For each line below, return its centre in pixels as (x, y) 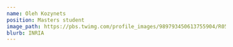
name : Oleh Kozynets (37, 13)
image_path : (24, 26)
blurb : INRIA (25, 33)
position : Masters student (46, 20)
